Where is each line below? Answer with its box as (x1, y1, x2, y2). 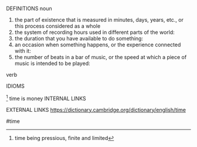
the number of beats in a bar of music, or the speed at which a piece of (14, 54, 187, 60)
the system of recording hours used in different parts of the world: (14, 29, 175, 36)
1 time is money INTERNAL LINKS (6, 94, 86, 102)
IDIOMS (6, 83, 25, 90)
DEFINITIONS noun (6, 5, 53, 12)
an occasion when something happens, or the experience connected (14, 41, 181, 48)
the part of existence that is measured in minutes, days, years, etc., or (14, 16, 184, 23)
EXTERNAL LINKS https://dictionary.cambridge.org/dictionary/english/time (6, 106, 186, 113)
